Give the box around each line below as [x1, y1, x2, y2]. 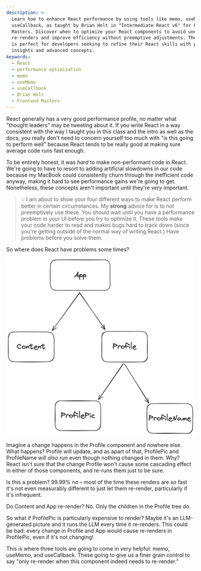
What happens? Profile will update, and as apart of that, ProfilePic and [6, 448, 179, 455]
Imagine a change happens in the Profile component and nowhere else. [6, 442, 182, 449]
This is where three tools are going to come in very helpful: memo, [6, 545, 170, 552]
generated [6, 521, 32, 528]
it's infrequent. [6, 491, 42, 499]
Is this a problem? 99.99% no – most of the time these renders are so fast [6, 479, 187, 486]
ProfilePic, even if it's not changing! [6, 533, 94, 541]
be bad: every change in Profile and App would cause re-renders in [6, 527, 172, 534]
